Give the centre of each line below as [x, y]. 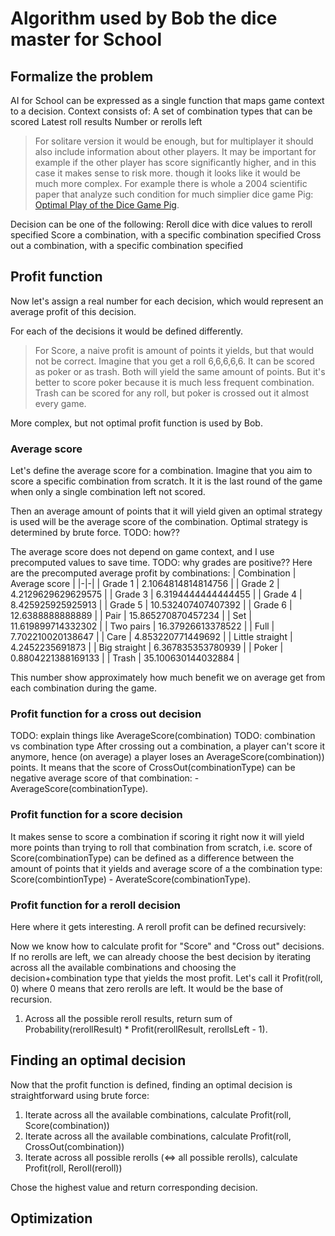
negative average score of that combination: [101, 778]
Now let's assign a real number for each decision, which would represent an [167, 301]
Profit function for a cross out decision [106, 714]
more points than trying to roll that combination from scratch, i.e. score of [161, 847]
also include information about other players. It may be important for [175, 151]
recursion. [31, 999]
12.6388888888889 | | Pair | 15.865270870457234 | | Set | [131, 616]
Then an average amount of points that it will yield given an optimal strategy [166, 511]
